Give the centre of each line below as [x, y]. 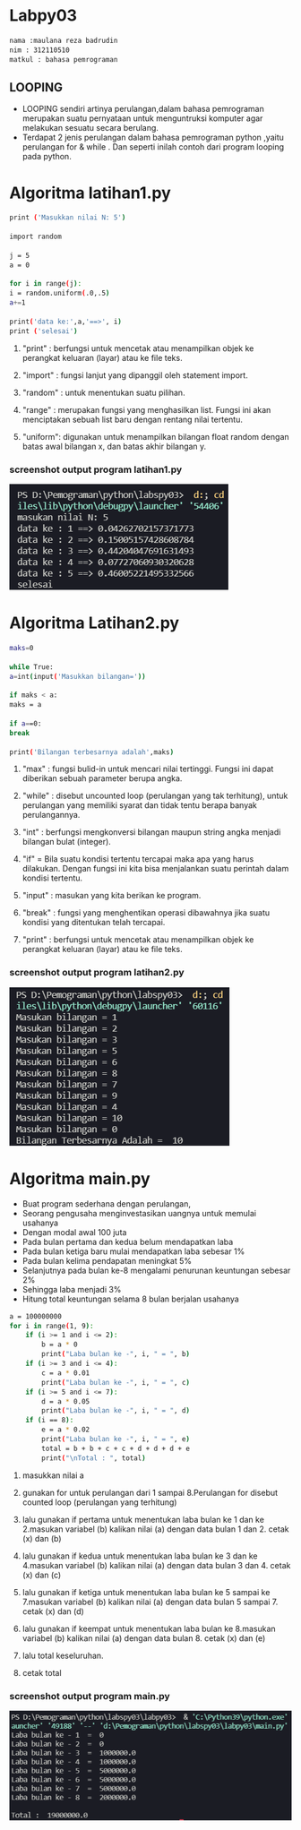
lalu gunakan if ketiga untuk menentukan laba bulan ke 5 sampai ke [146, 1592]
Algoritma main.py [80, 1178]
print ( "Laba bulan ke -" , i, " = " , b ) [116, 1354]
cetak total [42, 1672]
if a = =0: [26, 723]
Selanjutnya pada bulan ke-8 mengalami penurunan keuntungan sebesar [156, 1270]
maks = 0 [21, 648]
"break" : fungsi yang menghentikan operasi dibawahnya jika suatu [146, 913]
